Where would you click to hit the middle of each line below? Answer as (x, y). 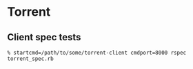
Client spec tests (44, 37)
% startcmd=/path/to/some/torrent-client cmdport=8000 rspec (97, 53)
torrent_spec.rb (30, 59)
